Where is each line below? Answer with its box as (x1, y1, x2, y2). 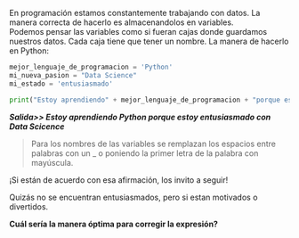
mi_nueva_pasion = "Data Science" (9, 70, 138, 79)
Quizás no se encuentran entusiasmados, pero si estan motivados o (9, 192, 258, 202)
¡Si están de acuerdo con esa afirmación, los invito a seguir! (9, 174, 229, 185)
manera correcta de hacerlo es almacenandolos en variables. (9, 17, 234, 28)
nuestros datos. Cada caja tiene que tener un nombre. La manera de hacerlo (9, 36, 289, 46)
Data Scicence (9, 120, 65, 132)
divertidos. (9, 201, 49, 212)
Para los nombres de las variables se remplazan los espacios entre (30, 138, 276, 149)
